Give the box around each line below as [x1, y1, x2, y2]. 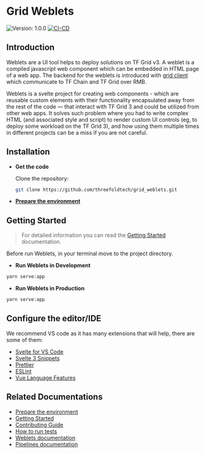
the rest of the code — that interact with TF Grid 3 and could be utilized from [6, 103, 199, 110]
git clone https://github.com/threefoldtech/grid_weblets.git [15, 187, 177, 193]
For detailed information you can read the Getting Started [21, 231, 166, 239]
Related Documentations [6, 392, 103, 402]
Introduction [6, 42, 55, 53]
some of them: [6, 336, 43, 343]
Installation [6, 147, 50, 157]
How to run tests [15, 427, 58, 435]
